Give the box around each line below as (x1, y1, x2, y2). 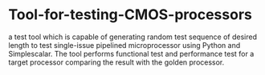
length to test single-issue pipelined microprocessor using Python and (8, 40, 241, 49)
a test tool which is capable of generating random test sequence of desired (8, 32, 257, 41)
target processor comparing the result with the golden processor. (8, 57, 225, 67)
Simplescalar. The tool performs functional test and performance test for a (8, 49, 255, 58)
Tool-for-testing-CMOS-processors (8, 6, 253, 24)
